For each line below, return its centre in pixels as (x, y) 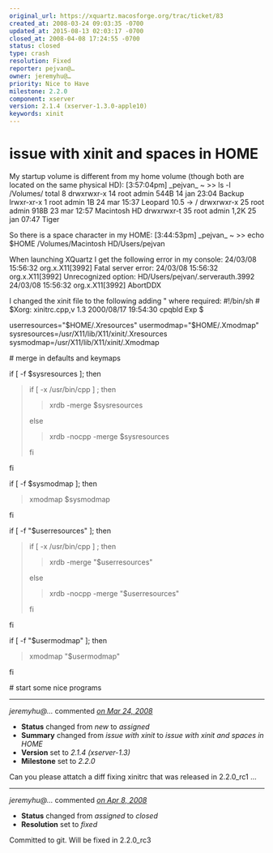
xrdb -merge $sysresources (96, 405)
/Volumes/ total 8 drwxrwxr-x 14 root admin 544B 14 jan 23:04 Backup (127, 193)
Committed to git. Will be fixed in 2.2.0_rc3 (80, 840)
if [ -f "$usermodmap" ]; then (58, 640)
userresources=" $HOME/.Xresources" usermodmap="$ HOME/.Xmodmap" (134, 325)
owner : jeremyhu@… (40, 76)
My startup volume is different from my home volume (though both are (127, 176)
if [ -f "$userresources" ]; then (60, 531)
